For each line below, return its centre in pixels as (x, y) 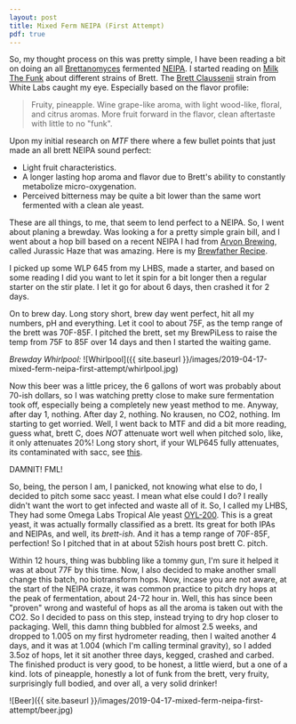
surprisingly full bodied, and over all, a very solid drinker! (113, 684)
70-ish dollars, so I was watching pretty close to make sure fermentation (142, 396)
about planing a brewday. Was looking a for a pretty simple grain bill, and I (144, 232)
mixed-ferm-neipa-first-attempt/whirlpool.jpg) (94, 369)
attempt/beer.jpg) (41, 710)
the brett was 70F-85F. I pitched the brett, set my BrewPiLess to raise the (143, 333)
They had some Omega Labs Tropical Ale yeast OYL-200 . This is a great (141, 515)
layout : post (33, 17)
